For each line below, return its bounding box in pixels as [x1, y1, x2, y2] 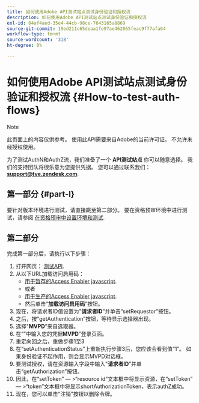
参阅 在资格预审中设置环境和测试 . [22, 214, 105, 221]
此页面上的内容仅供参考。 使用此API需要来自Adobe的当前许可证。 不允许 [7, 136, 188, 143]
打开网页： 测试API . [15, 262, 65, 270]
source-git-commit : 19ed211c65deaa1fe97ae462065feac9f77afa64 [7, 25, 166, 32]
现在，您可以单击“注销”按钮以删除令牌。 [15, 390, 116, 398]
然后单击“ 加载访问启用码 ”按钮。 [24, 300, 103, 308]
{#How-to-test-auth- [72, 91, 180, 104]
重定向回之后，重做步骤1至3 [15, 338, 85, 345]
